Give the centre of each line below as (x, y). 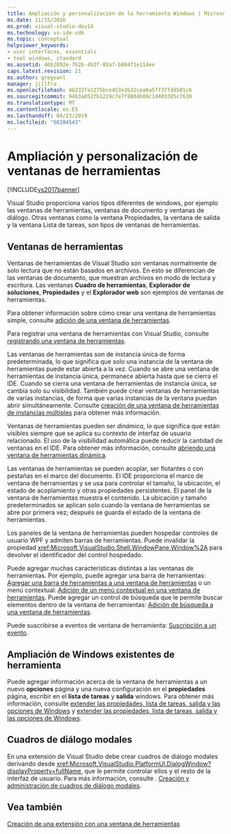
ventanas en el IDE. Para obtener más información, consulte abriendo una (111, 448)
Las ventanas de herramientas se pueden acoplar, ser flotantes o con (106, 469)
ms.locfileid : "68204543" (44, 122)
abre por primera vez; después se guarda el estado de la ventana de (104, 512)
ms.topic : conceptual (38, 39)
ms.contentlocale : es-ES (43, 109)
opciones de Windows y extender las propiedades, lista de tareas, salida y (112, 711)
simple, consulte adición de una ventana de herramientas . (89, 320)
